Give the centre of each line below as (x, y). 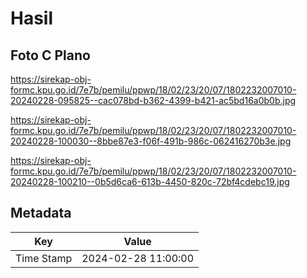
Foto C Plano (50, 55)
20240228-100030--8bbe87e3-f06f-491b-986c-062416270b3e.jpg (151, 141)
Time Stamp (44, 258)
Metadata (41, 213)
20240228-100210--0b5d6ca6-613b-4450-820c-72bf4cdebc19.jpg (150, 181)
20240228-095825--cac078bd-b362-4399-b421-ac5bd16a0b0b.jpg (153, 100)
